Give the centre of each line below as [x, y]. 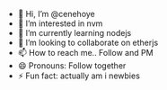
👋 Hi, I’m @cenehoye [57, 14]
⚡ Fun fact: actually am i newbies [79, 76]
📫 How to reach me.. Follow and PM [86, 53]
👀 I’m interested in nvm [60, 23]
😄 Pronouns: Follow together [72, 66]
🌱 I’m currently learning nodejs [75, 33]
